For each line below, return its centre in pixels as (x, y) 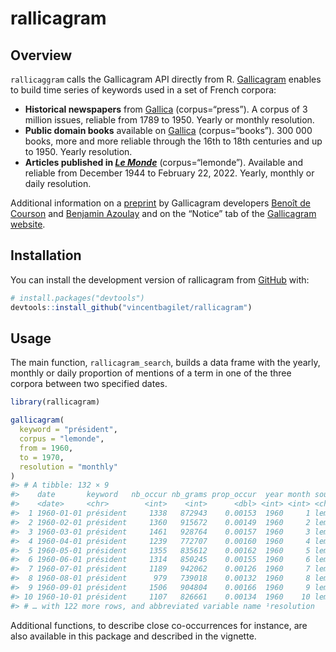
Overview (41, 55)
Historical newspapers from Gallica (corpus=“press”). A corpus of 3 (166, 109)
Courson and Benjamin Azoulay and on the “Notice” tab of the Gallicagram (163, 213)
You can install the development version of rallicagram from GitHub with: (160, 279)
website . (28, 224)
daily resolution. (58, 183)
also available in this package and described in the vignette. (133, 636)
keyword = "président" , (68, 430)
